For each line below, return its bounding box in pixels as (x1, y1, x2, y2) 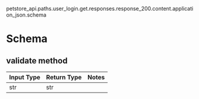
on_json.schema (6, 11, 46, 18)
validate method (6, 56, 68, 66)
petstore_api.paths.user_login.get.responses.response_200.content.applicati (6, 5, 194, 12)
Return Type (46, 74, 82, 81)
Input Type (9, 74, 40, 81)
